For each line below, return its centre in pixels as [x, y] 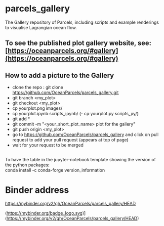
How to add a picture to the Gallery [60, 75]
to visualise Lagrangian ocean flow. [41, 27]
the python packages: [27, 165]
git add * [21, 119]
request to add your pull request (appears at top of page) [70, 140]
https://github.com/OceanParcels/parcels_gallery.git [65, 92]
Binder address [37, 190]
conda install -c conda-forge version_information [55, 170]
